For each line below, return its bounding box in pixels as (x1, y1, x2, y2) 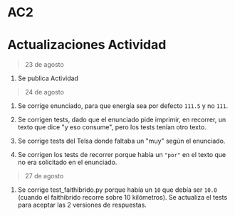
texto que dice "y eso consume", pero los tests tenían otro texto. (17, 123, 207, 131)
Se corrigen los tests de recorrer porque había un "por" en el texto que (17, 151, 226, 159)
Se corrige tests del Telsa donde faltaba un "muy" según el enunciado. (17, 136, 226, 146)
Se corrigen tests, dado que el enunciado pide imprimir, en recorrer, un (17, 115, 226, 124)
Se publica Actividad (17, 74, 78, 82)
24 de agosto (24, 88, 64, 97)
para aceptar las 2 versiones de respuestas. (17, 200, 147, 210)
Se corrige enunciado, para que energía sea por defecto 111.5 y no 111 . (17, 102, 229, 110)
